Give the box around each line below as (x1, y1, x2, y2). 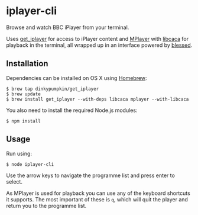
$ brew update (6, 91, 41, 97)
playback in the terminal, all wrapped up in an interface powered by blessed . (6, 41, 193, 49)
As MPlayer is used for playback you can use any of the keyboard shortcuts (6, 190, 190, 197)
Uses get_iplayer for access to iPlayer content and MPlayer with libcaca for (6, 35, 189, 42)
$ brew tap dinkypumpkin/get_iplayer (6, 86, 99, 92)
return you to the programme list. (6, 202, 87, 209)
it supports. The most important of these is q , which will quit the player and (6, 195, 188, 203)
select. (6, 178, 22, 185)
